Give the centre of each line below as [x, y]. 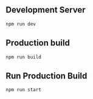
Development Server [46, 10]
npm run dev [21, 24]
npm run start [24, 90]
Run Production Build [46, 76]
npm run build [24, 57]
